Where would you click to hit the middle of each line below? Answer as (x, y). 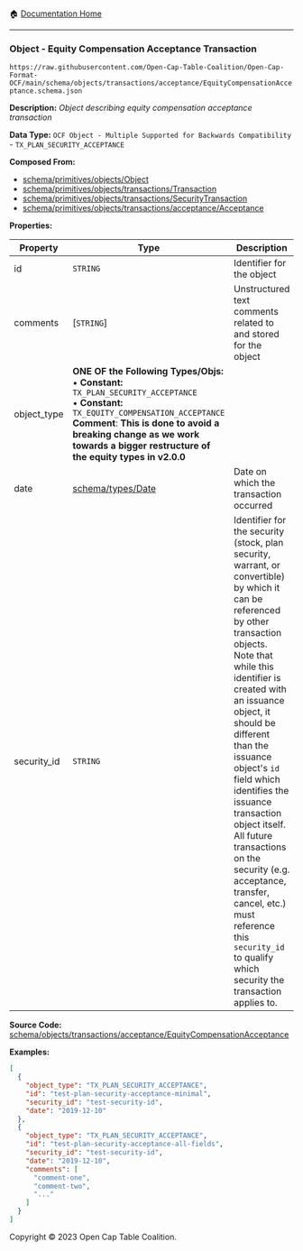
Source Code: (36, 1025)
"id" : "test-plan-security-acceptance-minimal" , (119, 1094)
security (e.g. (262, 869)
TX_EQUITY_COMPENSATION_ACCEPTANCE (148, 413)
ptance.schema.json (46, 91)
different (252, 734)
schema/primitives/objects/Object (85, 179)
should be (255, 723)
